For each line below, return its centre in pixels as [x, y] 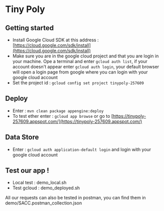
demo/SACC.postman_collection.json [44, 203]
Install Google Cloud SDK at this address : [55, 40]
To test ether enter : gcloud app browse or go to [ [63, 116]
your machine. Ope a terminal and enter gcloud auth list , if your [80, 61]
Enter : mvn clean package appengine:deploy [58, 111]
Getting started [30, 28]
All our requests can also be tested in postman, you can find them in [76, 198]
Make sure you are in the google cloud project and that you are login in [86, 56]
